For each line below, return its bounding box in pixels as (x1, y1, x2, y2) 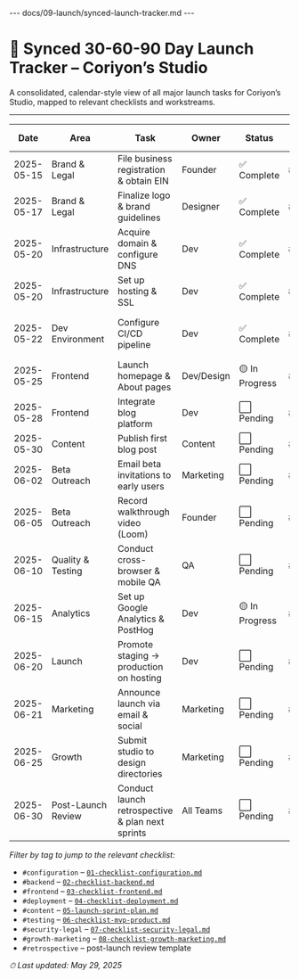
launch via (117, 697, 161, 710)
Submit (117, 734, 148, 746)
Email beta (117, 457, 162, 470)
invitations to (117, 468, 172, 481)
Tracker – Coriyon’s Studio (9, 58, 208, 78)
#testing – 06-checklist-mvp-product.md (21, 914, 171, 925)
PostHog (117, 623, 154, 636)
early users (117, 480, 165, 492)
